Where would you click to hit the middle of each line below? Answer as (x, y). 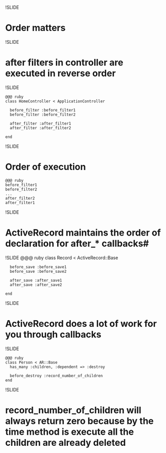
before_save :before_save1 (38, 267)
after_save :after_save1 (36, 280)
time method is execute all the (70, 432)
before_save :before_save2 (38, 271)
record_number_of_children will (73, 410)
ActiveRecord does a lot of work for (81, 323)
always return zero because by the (79, 421)
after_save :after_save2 (36, 285)
